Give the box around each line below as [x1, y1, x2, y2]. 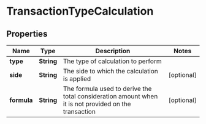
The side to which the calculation [63, 67, 158, 75]
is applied [63, 75, 91, 83]
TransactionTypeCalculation [6, 4, 154, 18]
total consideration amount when [63, 92, 158, 100]
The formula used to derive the [63, 84, 152, 93]
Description [95, 47, 131, 55]
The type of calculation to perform [63, 57, 162, 65]
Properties [6, 29, 48, 39]
